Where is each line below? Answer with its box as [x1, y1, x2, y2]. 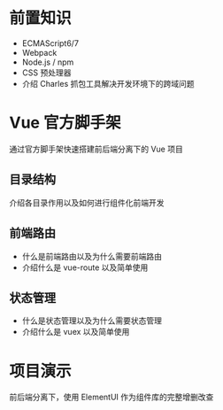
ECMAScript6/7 [21, 37, 80, 49]
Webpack [21, 47, 58, 58]
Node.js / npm [21, 57, 74, 67]
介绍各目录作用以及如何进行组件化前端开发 [9, 197, 165, 208]
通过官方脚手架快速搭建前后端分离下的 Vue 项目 [9, 143, 183, 154]
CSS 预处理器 [21, 67, 72, 78]
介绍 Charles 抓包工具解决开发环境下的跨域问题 [21, 78, 195, 89]
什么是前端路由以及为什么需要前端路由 [21, 251, 162, 261]
